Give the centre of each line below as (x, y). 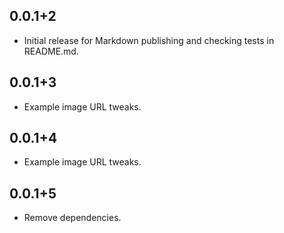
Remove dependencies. (72, 218)
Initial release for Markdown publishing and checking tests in (149, 40)
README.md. (51, 51)
